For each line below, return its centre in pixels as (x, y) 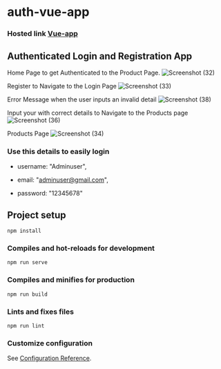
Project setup (37, 215)
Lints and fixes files (41, 312)
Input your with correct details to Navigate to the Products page (98, 113)
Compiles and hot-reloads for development (81, 248)
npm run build (28, 294)
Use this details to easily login (58, 151)
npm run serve (28, 263)
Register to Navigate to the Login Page (62, 86)
